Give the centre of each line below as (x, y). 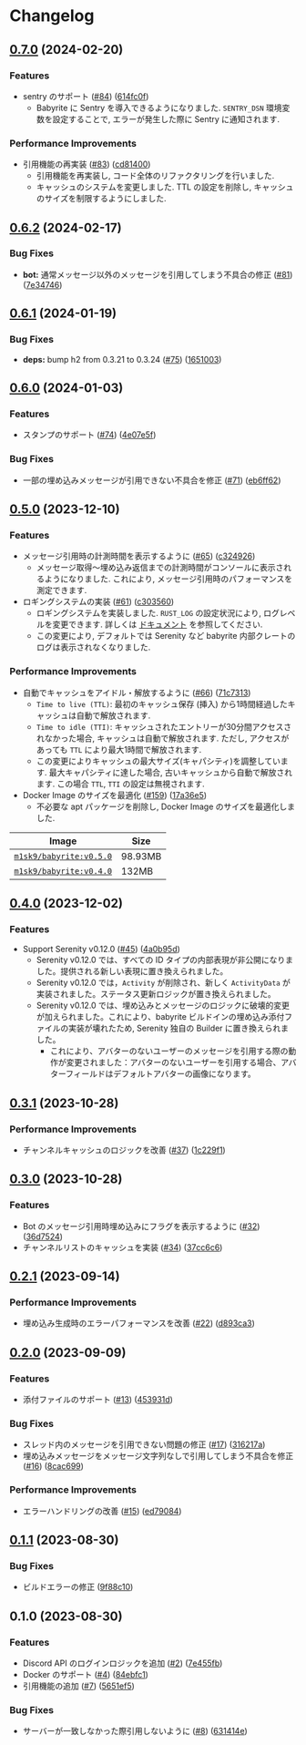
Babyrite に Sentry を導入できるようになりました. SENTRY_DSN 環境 (159, 108)
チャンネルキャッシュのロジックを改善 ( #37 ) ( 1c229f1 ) (124, 1150)
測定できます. (61, 590)
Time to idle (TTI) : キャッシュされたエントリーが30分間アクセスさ (164, 726)
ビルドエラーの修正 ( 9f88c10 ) (78, 1587)
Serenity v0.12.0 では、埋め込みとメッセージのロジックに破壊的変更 (163, 1006)
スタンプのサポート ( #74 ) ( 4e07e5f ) (89, 435)
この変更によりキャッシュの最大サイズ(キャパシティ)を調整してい (158, 761)
